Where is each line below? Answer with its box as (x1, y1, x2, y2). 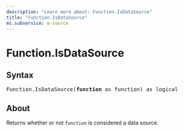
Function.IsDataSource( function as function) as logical (6, 86, 179, 93)
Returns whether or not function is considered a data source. (6, 119, 159, 127)
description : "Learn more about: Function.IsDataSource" (6, 8, 153, 15)
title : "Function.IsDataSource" (6, 14, 87, 21)
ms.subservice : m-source (6, 20, 69, 26)
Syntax (6, 70, 34, 80)
